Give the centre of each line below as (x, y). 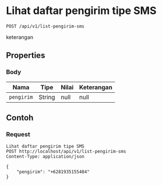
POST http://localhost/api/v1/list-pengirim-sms (66, 152)
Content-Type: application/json (45, 157)
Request (18, 134)
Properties (26, 56)
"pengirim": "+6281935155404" (53, 172)
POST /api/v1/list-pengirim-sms (45, 26)
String (47, 97)
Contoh (20, 118)
